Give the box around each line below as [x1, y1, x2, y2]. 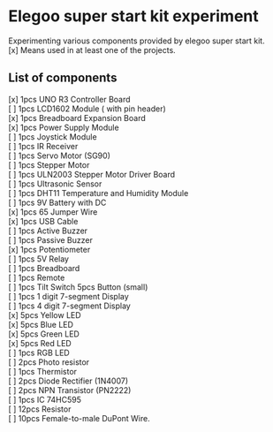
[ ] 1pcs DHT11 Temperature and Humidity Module [8, 187, 189, 198]
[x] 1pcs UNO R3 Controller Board [8, 94, 131, 104]
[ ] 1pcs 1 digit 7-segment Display [8, 291, 129, 301]
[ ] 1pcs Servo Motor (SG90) [8, 150, 111, 161]
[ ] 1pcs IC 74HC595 [8, 394, 81, 405]
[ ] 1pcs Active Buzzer [8, 225, 88, 236]
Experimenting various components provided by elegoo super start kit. [8, 35, 266, 46]
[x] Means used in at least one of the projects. [8, 44, 176, 55]
